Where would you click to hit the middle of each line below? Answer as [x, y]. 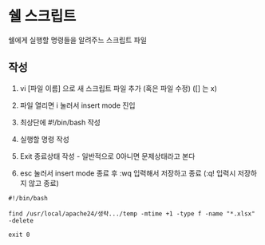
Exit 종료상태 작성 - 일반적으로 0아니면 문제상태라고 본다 [107, 156]
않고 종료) [44, 183]
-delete [21, 220]
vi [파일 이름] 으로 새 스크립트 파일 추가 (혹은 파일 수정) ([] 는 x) [119, 88]
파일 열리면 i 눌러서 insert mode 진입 [77, 105]
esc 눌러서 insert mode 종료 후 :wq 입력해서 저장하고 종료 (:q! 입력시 [128, 173]
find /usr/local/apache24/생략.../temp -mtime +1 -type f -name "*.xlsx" [132, 213]
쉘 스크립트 [42, 16]
